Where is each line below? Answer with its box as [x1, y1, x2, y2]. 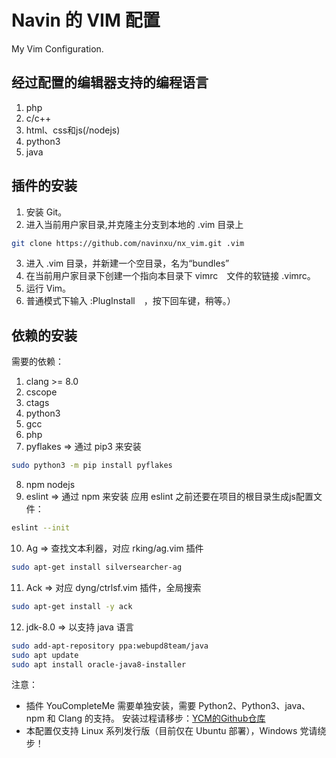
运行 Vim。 [25, 282, 72, 295]
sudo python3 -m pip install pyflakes [11, 461, 173, 471]
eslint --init [11, 523, 71, 533]
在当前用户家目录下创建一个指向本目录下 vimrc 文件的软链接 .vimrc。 [25, 270, 316, 282]
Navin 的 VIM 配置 [11, 9, 161, 32]
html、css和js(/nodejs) [25, 124, 121, 136]
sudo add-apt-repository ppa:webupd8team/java [11, 641, 209, 651]
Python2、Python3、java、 [198, 700, 311, 712]
